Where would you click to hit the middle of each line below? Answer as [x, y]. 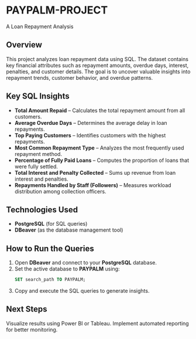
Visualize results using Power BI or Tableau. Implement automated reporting [97, 323]
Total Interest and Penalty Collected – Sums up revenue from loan [95, 172]
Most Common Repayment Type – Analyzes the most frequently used [99, 148]
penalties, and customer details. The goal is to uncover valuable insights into [98, 72]
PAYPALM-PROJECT [57, 10]
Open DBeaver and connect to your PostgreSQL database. [85, 263]
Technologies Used [42, 210]
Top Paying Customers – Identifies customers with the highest [90, 135]
